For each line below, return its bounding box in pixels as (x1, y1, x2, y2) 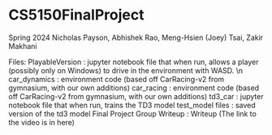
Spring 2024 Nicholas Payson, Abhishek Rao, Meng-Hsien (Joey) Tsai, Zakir (8, 33, 264, 42)
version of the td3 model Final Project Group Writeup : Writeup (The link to (8, 108, 257, 119)
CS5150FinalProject (8, 6, 145, 24)
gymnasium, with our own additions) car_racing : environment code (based (8, 83, 260, 93)
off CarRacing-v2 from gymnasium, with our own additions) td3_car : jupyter (8, 91, 264, 101)
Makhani (8, 41, 37, 50)
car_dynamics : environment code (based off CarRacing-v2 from (8, 74, 225, 84)
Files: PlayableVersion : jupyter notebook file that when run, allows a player (8, 57, 259, 67)
